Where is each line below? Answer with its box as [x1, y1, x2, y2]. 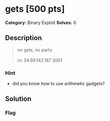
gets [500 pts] [5, 3, 65, 15]
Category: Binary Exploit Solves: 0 [5, 20, 76, 25]
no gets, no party [17, 47, 53, 52]
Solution [5, 95, 32, 103]
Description [5, 34, 42, 42]
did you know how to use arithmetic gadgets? [12, 81, 105, 87]
